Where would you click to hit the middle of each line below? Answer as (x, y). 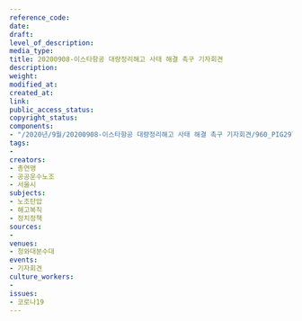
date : (19, 26)
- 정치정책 (26, 218)
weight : (24, 76)
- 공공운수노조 (32, 176)
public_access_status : (52, 110)
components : (31, 127)
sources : (26, 227)
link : (19, 101)
